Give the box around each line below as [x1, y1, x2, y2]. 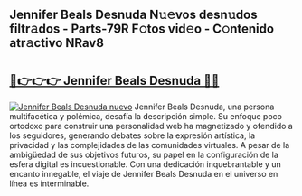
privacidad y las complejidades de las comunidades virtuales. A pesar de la [9, 140, 290, 150]
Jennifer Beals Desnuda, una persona [134, 101, 275, 112]
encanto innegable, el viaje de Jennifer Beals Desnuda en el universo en [9, 169, 278, 179]
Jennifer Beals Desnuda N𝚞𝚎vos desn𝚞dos [9, 7, 258, 23]
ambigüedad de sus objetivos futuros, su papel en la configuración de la [9, 149, 278, 160]
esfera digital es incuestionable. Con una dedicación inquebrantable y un [9, 159, 282, 170]
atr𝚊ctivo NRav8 [9, 35, 104, 51]
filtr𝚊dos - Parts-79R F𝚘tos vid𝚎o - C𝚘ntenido [9, 22, 274, 37]
